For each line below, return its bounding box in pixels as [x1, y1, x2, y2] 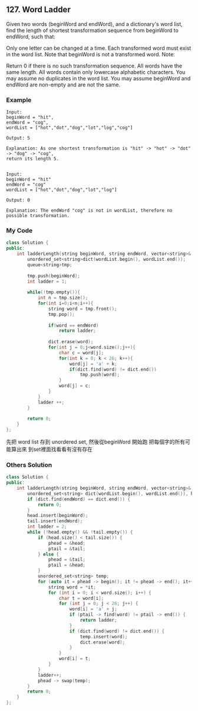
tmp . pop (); [48, 311, 75, 317]
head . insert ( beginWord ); [27, 513, 88, 519]
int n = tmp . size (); [37, 295, 88, 301]
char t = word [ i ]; [58, 595, 104, 601]
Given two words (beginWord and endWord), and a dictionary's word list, [6, 20, 183, 27]
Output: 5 [6, 135, 31, 141]
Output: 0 [6, 198, 31, 203]
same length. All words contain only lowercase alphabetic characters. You [6, 68, 186, 76]
